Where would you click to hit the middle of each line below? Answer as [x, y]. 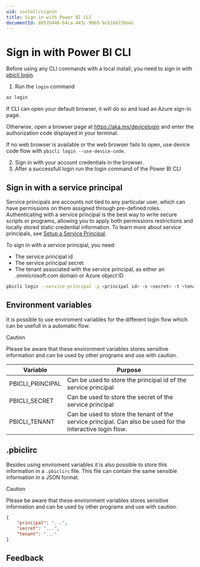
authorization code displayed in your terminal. [62, 133]
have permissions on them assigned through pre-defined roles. [84, 208]
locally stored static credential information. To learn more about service [94, 227]
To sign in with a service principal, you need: [61, 245]
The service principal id [44, 256]
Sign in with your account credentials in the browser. [79, 163]
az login [17, 98]
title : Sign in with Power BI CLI [49, 17]
